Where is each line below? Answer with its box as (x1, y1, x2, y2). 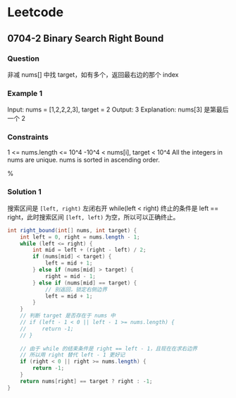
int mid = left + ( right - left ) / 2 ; (32, 246, 147, 254)
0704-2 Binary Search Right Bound (7, 32, 164, 44)
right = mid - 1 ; (44, 272, 97, 279)
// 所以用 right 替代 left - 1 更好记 (20, 351, 125, 358)
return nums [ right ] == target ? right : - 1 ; (20, 378, 153, 385)
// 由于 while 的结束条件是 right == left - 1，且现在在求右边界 (20, 345, 198, 352)
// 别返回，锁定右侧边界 (44, 286, 108, 293)
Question (7, 54, 40, 64)
